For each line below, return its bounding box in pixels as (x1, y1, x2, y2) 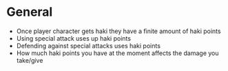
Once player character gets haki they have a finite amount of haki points (16, 27, 221, 35)
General (6, 4, 53, 20)
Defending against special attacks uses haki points (16, 41, 161, 50)
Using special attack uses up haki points (16, 34, 132, 42)
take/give (16, 56, 43, 64)
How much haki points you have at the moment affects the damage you (16, 49, 219, 57)
